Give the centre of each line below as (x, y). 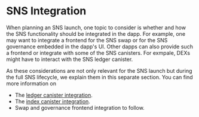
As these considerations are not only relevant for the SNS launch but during (99, 70)
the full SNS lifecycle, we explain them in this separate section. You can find (99, 77)
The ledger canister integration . (53, 95)
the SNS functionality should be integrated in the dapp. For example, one (96, 33)
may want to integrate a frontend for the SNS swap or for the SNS (87, 40)
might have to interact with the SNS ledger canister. (70, 59)
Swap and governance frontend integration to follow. (79, 107)
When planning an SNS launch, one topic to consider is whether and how (96, 27)
